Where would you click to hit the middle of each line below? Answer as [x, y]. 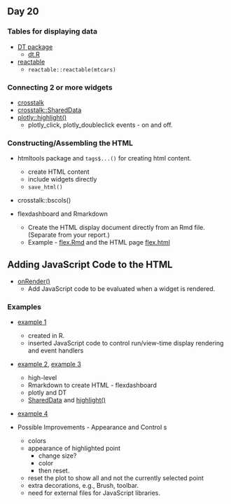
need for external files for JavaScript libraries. [94, 493]
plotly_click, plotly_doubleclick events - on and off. [100, 125]
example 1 [32, 322]
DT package [35, 47]
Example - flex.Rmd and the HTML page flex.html [99, 243]
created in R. [46, 336]
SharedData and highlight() [67, 400]
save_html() [45, 188]
